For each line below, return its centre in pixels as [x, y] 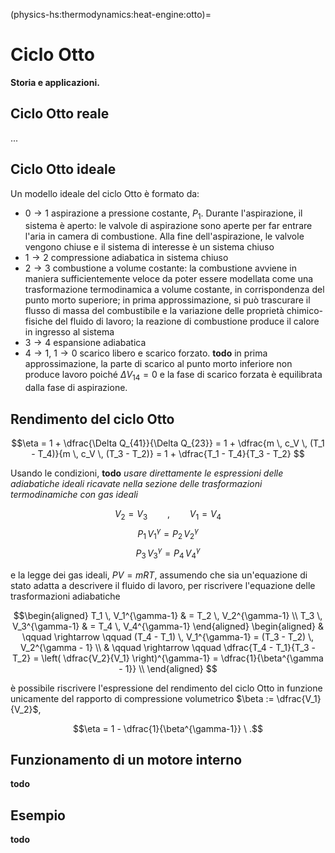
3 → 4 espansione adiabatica [85, 343]
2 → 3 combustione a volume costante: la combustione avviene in [161, 268]
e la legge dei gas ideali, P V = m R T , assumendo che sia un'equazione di [159, 575]
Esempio [38, 815]
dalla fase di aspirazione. [76, 388]
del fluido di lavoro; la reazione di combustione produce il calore [187, 321]
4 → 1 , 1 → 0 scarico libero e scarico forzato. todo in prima [146, 353]
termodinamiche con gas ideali [74, 494]
